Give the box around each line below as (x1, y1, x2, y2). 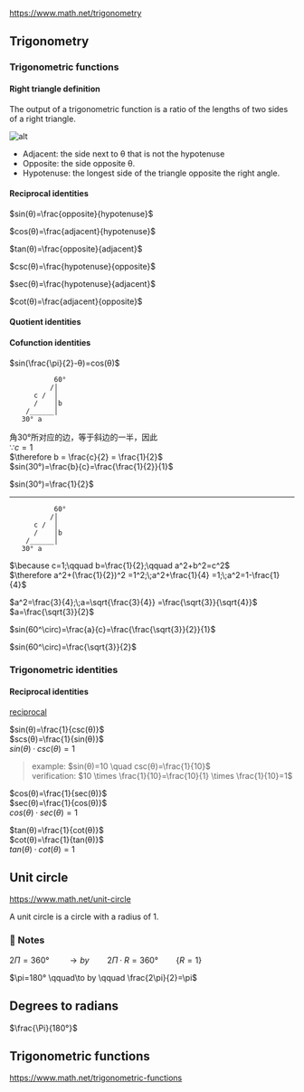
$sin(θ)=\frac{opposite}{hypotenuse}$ (9, 208, 154, 219)
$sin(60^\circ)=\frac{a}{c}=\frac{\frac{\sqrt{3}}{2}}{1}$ (9, 623, 216, 634)
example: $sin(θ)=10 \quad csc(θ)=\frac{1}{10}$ (31, 760, 211, 772)
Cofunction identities (9, 337, 91, 347)
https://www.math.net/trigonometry (9, 8, 142, 18)
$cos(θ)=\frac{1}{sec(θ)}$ (9, 787, 108, 799)
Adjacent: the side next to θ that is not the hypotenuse (22, 148, 225, 159)
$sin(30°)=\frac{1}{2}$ (9, 479, 94, 489)
